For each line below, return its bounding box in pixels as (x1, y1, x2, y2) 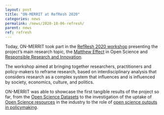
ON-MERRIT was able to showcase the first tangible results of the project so (5, 89, 160, 94)
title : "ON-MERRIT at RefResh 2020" (5, 12, 80, 17)
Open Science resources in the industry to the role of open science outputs (5, 99, 158, 105)
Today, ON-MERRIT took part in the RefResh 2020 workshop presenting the (5, 44, 158, 49)
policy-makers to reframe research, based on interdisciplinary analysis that (5, 69, 157, 74)
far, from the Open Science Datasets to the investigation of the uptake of (5, 94, 152, 100)
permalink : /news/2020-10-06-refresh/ (5, 21, 84, 26)
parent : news (5, 26, 32, 30)
